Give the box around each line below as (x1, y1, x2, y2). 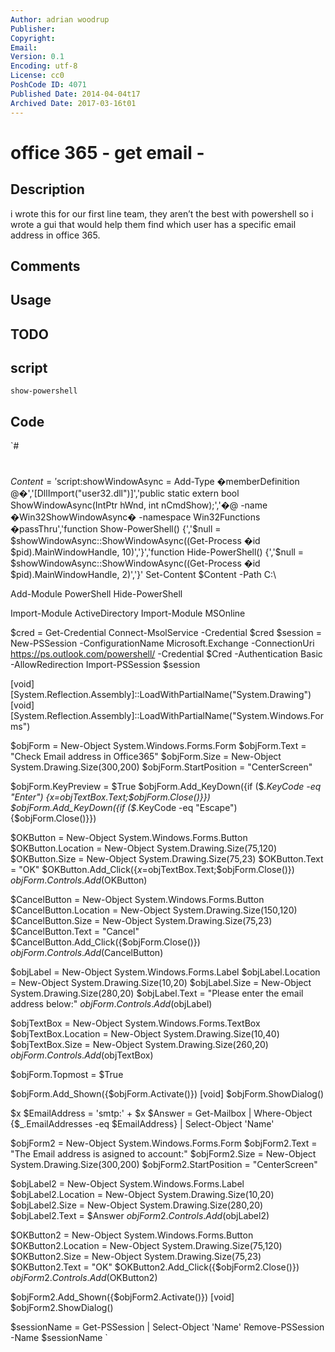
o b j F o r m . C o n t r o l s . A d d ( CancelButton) (10, 947, 164, 959)
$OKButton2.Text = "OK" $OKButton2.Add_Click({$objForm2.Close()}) (10, 1261, 300, 1273)
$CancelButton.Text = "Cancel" (10, 926, 140, 938)
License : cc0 (10, 71, 65, 81)
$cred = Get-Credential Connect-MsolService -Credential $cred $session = (10, 627, 323, 639)
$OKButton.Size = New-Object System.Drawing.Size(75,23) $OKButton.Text (10, 853, 324, 865)
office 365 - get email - (10, 141, 205, 164)
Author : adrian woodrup (10, 14, 110, 25)
